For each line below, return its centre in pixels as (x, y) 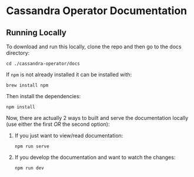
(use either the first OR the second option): (58, 124)
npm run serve (32, 146)
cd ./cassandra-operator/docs (43, 64)
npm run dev (29, 168)
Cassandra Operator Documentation (96, 11)
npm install (21, 107)
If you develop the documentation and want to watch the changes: (95, 157)
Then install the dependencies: (44, 96)
